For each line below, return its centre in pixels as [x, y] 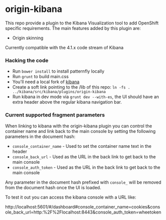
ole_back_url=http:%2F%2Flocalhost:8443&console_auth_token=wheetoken [83, 212]
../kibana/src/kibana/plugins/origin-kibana [59, 92]
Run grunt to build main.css [40, 77]
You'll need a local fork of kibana [46, 82]
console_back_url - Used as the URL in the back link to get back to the [84, 157]
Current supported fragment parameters [55, 115]
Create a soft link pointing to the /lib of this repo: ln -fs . [71, 87]
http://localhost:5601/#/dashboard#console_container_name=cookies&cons [83, 207]
